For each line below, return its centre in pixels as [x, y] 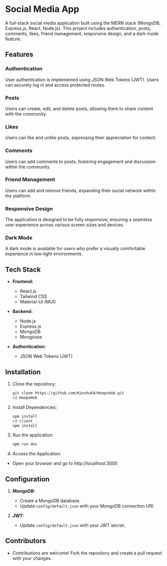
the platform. [18, 196]
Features [19, 55]
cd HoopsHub [25, 398]
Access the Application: [37, 454]
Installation [23, 372]
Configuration [27, 479]
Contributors [26, 541]
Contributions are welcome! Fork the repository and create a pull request [87, 553]
